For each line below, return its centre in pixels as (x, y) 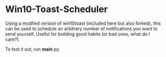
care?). (13, 39)
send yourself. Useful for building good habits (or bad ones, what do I (78, 34)
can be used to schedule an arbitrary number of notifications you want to (81, 28)
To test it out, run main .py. (33, 49)
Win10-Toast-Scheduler (56, 9)
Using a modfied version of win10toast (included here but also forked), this (83, 23)
